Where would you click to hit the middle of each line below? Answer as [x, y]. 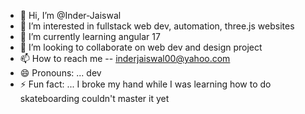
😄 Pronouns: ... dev [60, 73]
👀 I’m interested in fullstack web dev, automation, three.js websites [157, 26]
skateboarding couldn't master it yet [94, 98]
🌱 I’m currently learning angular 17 [90, 36]
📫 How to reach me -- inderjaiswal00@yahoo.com [125, 58]
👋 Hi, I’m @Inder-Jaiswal [70, 15]
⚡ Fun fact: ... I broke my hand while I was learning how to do [145, 84]
